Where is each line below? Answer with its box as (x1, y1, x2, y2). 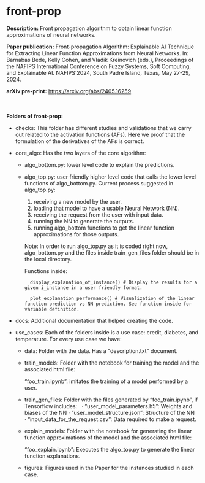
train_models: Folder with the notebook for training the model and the (24, 359, 199, 366)
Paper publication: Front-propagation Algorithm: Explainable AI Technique (6, 43, 195, 50)
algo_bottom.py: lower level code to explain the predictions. (24, 161, 175, 168)
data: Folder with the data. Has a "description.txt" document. (24, 347, 178, 354)
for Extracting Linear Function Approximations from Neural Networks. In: (6, 49, 189, 56)
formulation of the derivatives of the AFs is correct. (15, 137, 144, 145)
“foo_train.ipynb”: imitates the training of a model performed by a (24, 377, 188, 385)
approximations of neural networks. (6, 31, 96, 38)
